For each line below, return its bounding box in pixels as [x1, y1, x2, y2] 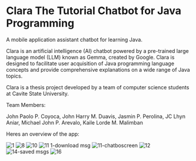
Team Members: [6, 101, 46, 108]
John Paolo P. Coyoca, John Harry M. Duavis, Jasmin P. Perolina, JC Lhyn [6, 113, 185, 120]
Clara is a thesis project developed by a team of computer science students [6, 83, 190, 90]
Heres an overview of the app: [6, 130, 79, 137]
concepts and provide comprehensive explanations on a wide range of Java [6, 66, 190, 73]
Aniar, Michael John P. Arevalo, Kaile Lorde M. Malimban [6, 119, 143, 126]
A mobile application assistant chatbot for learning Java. [6, 36, 143, 43]
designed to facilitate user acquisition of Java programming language [6, 60, 175, 67]
